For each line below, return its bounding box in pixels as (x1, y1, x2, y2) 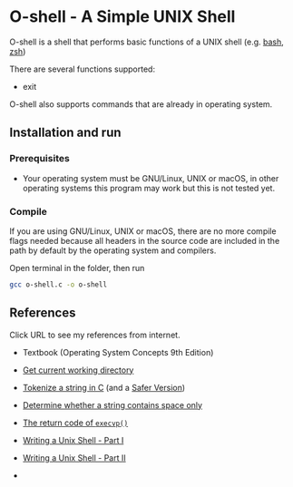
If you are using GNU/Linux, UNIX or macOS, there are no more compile (9, 225, 277, 237)
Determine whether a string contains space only (22, 399, 202, 410)
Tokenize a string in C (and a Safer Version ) (22, 382, 186, 393)
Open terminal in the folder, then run (9, 262, 145, 273)
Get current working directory (22, 365, 134, 375)
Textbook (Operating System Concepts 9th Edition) (22, 346, 214, 357)
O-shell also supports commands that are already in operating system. (9, 98, 273, 110)
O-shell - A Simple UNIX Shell (9, 6, 236, 27)
